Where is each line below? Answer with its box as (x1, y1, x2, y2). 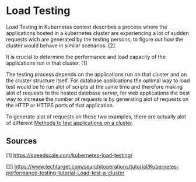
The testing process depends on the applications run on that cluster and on (6, 71, 187, 78)
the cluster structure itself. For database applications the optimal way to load (6, 77, 190, 84)
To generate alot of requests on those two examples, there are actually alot (6, 113, 187, 120)
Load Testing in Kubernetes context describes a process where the (6, 23, 167, 30)
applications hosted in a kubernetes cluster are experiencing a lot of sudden (6, 29, 190, 36)
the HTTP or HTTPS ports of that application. (6, 101, 114, 108)
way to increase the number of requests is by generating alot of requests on (6, 95, 189, 103)
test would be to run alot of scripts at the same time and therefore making (6, 83, 183, 90)
